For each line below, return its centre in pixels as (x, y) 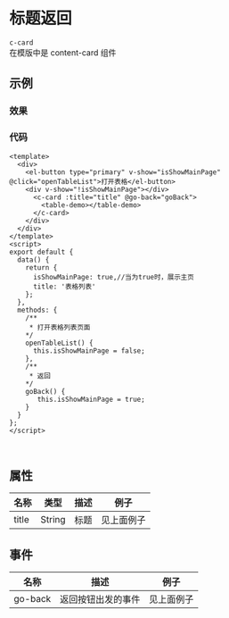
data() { (33, 260)
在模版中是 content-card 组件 (63, 52)
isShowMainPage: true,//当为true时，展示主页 (113, 277)
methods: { (37, 310)
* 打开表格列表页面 (60, 327)
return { (41, 267)
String (53, 520)
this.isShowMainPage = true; (91, 399)
